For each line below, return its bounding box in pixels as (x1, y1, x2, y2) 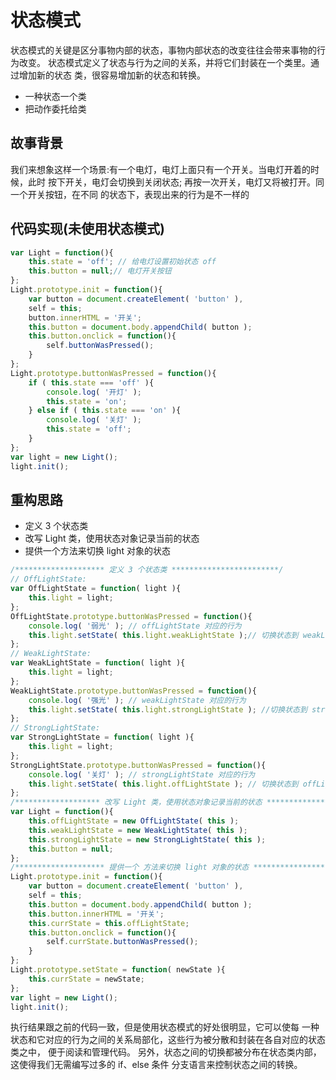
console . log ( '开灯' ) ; (46, 387, 142, 397)
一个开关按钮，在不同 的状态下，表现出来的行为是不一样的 (10, 188, 250, 200)
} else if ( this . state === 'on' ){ (28, 406, 182, 416)
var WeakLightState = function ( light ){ (10, 658, 186, 668)
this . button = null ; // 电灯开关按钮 (28, 266, 172, 276)
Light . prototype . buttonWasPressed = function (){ (10, 368, 217, 378)
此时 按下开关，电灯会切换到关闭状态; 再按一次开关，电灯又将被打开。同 (27, 176, 325, 188)
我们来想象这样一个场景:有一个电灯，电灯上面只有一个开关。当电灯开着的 (10, 163, 312, 175)
